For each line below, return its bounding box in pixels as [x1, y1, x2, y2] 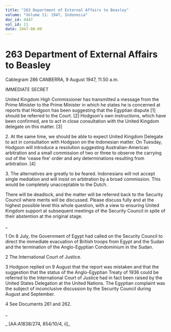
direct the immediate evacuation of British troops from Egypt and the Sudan [5, 239, 164, 245]
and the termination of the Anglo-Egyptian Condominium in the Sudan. [5, 244, 153, 250]
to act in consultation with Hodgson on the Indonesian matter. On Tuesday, [5, 139, 162, 145]
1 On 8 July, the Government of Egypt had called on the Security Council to [5, 233, 163, 239]
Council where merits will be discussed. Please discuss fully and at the [5, 197, 154, 203]
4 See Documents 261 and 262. [5, 301, 71, 307]
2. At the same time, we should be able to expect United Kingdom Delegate [5, 134, 163, 140]
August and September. [5, 291, 55, 297]
